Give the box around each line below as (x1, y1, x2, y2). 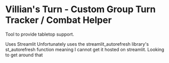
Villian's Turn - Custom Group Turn (5, 4, 156, 15)
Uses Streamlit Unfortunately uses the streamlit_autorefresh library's (5, 41, 149, 47)
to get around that (5, 52, 43, 58)
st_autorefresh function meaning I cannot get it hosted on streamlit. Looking (5, 46, 164, 52)
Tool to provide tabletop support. (5, 31, 74, 37)
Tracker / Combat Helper (5, 14, 112, 26)
